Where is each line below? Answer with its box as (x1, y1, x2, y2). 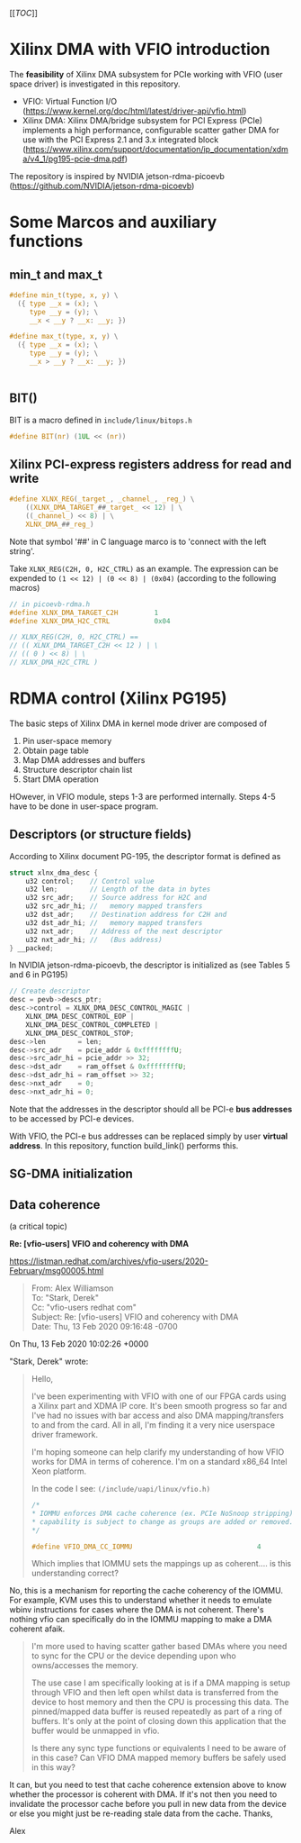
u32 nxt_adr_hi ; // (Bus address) (25, 935, 164, 944)
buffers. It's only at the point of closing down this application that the (31, 1716, 287, 1727)
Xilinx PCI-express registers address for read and (9, 457, 292, 472)
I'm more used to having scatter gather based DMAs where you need (31, 1641, 288, 1652)
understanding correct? (31, 1567, 120, 1579)
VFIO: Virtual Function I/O (22, 95, 118, 106)
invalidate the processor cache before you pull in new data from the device (9, 1799, 288, 1810)
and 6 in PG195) (9, 969, 69, 980)
